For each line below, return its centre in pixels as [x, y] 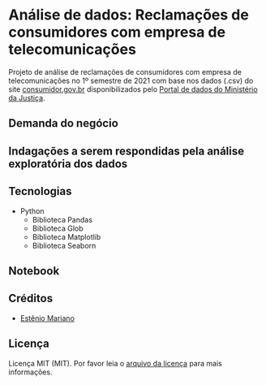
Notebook [34, 271]
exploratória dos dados [68, 164]
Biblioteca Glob [58, 228]
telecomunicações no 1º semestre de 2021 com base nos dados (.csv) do [131, 80]
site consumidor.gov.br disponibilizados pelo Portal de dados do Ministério [133, 89]
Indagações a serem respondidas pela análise [127, 151]
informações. [30, 372]
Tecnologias [40, 191]
